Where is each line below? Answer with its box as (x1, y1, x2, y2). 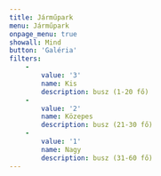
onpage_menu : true (9, 29, 77, 38)
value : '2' (41, 104, 82, 113)
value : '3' (41, 71, 82, 80)
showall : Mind (9, 37, 62, 47)
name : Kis (41, 79, 77, 88)
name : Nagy (41, 145, 82, 154)
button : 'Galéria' (9, 46, 77, 55)
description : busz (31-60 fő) (41, 153, 153, 163)
